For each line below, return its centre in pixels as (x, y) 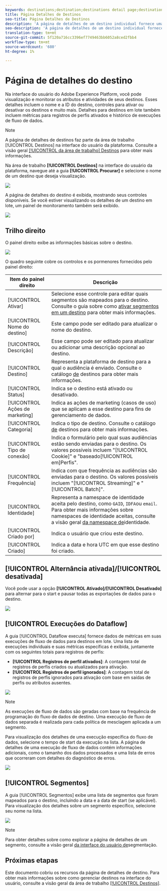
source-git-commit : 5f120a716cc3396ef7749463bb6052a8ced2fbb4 (71, 38)
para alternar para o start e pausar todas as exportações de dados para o (80, 594)
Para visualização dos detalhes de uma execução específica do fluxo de (79, 737)
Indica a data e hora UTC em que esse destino (105, 545)
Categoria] (20, 430)
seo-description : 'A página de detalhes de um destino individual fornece (84, 28)
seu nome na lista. (24, 811)
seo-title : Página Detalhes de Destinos (48, 19)
